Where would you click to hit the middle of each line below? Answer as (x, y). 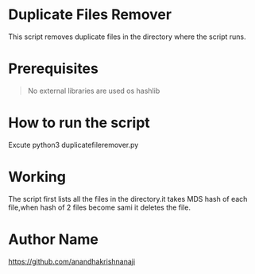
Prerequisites (54, 69)
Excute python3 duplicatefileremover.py (73, 145)
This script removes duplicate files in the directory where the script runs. (127, 37)
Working (37, 177)
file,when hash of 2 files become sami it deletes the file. (100, 207)
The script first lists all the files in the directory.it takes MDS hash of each (128, 199)
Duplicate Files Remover (90, 15)
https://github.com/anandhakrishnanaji (72, 261)
